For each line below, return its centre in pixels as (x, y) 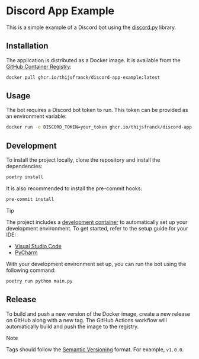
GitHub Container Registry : (39, 66)
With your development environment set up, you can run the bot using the (96, 264)
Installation (27, 46)
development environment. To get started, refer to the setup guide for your (97, 228)
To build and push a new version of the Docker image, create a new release (98, 314)
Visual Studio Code (38, 246)
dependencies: (24, 166)
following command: (31, 270)
